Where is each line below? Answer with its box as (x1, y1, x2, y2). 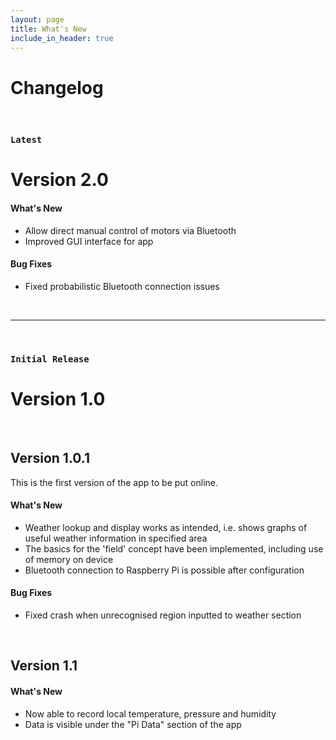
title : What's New (10, 24, 87, 34)
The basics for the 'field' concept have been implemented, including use (24, 542, 324, 555)
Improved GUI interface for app (24, 235, 154, 247)
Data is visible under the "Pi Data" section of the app (24, 718, 242, 730)
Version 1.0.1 (10, 450, 91, 467)
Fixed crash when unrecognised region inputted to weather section (24, 609, 302, 621)
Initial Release (10, 353, 90, 365)
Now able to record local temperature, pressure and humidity (24, 707, 277, 720)
